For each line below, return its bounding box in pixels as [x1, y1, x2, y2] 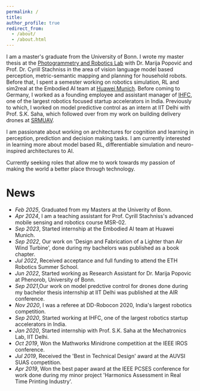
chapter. [14, 250, 36, 257]
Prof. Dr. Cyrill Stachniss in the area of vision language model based [6, 66, 174, 72]
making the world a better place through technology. [6, 165, 136, 172]
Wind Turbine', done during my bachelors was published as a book [14, 244, 180, 251]
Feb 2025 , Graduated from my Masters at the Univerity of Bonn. [14, 206, 172, 213]
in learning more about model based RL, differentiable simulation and [6, 141, 176, 148]
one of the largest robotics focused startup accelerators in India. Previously [6, 98, 192, 105]
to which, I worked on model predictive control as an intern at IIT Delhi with [6, 104, 190, 111]
